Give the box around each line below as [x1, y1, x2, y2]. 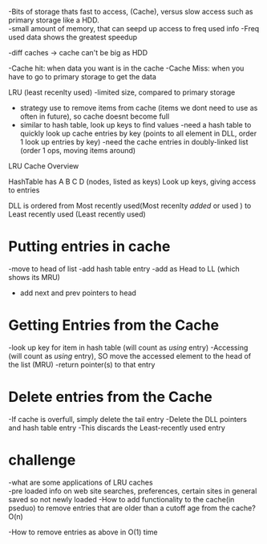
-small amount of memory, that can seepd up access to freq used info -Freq [8, 24, 260, 33]
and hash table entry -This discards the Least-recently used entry [8, 423, 226, 432]
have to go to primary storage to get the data [8, 72, 156, 81]
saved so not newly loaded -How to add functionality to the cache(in [8, 494, 235, 504]
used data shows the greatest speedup [8, 32, 138, 42]
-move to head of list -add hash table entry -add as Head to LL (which [8, 264, 241, 274]
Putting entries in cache [8, 237, 171, 256]
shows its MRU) [8, 272, 60, 282]
